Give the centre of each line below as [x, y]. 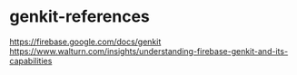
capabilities [31, 61]
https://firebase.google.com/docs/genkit [85, 42]
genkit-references [79, 17]
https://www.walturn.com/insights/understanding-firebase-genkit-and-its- [149, 51]
